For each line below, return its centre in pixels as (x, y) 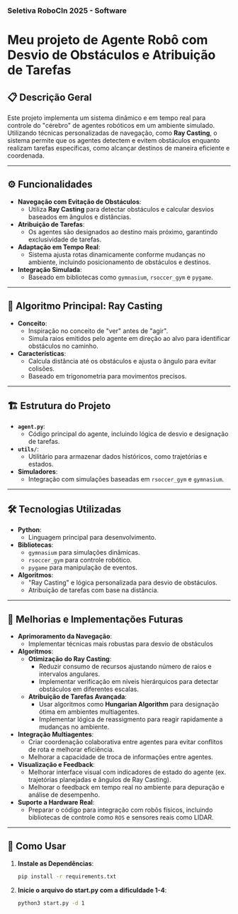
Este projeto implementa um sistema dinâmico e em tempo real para (107, 118)
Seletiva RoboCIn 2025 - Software (67, 11)
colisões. (41, 369)
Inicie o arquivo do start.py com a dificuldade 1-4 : (92, 890)
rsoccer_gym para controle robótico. (80, 560)
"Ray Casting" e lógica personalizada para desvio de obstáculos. (123, 583)
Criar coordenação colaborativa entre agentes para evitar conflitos (125, 741)
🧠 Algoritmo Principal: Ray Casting (85, 306)
